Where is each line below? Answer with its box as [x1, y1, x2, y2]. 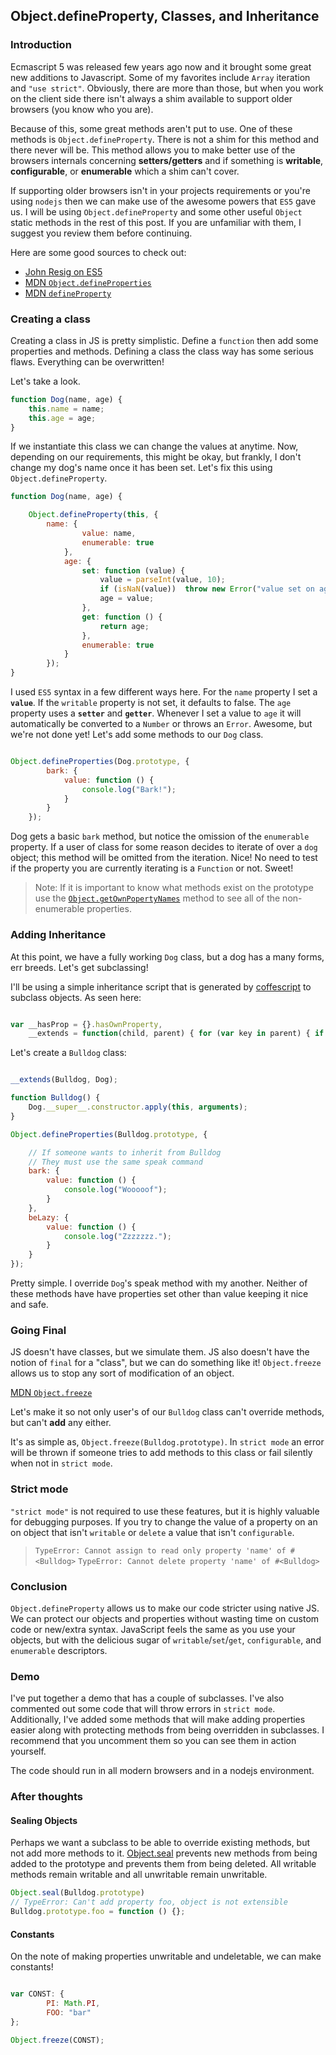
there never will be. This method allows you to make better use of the [10, 144, 296, 156]
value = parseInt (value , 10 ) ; [99, 575, 226, 585]
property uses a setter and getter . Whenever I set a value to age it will [10, 707, 302, 719]
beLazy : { [28, 1212, 70, 1223]
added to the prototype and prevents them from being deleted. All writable [10, 1858, 317, 1870]
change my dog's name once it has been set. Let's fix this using [10, 462, 273, 474]
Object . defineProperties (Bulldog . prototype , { [10, 1129, 208, 1139]
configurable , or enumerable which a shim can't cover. [10, 165, 240, 177]
